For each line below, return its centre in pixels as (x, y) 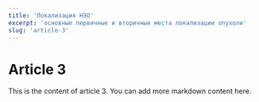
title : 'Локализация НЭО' (51, 15)
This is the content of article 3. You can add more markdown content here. (130, 91)
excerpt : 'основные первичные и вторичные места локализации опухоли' (128, 23)
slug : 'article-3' (39, 30)
